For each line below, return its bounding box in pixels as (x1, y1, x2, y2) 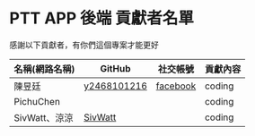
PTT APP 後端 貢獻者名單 (9, 8, 195, 29)
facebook (155, 80, 197, 92)
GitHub (100, 62, 132, 74)
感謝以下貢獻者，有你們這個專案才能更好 (9, 39, 159, 50)
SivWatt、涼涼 (13, 111, 74, 123)
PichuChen (13, 95, 61, 107)
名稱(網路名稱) (13, 63, 75, 75)
